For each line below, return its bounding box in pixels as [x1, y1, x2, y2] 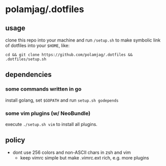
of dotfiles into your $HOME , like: [5, 43, 70, 49]
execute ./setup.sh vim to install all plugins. [5, 121, 97, 127]
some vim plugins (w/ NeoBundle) [5, 110, 90, 117]
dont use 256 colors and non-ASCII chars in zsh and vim [12, 149, 131, 155]
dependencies [5, 70, 52, 79]
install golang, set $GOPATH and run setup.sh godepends [5, 97, 119, 103]
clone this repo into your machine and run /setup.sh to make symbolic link [5, 37, 161, 43]
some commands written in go [5, 86, 82, 93]
